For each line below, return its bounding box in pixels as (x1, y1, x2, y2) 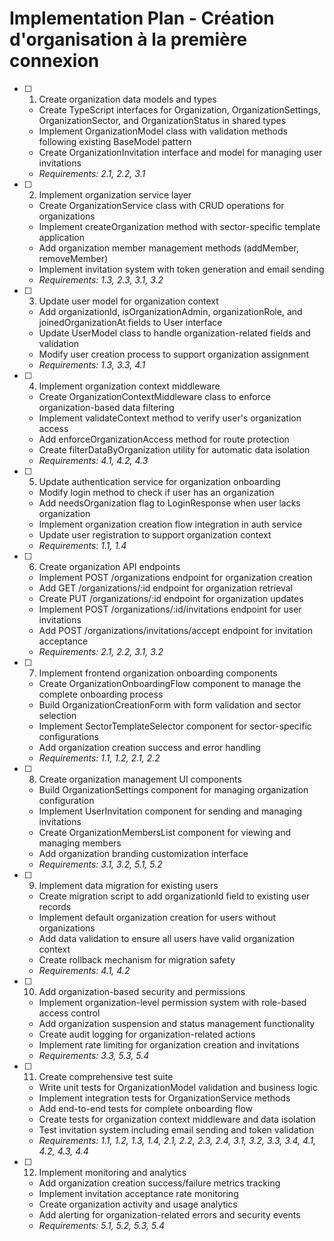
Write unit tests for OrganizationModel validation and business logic (38, 1081, 318, 1093)
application (38, 231, 86, 243)
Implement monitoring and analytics (38, 1166, 187, 1178)
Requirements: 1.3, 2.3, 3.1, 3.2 (38, 273, 164, 286)
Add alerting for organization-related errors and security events (38, 1208, 301, 1221)
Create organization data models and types (38, 93, 217, 105)
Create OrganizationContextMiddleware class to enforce (38, 390, 271, 402)
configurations (38, 730, 99, 742)
